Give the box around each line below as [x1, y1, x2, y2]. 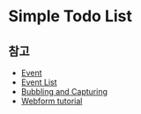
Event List [20, 77, 58, 87]
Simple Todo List [8, 6, 133, 27]
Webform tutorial [20, 95, 83, 106]
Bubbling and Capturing [20, 87, 108, 96]
